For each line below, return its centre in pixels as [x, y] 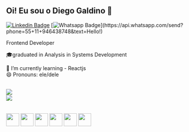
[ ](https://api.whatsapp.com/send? [117, 25]
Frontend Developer [30, 42]
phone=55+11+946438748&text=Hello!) [54, 31]
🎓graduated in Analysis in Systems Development [66, 54]
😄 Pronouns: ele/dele [32, 74]
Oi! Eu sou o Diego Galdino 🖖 [59, 11]
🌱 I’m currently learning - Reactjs [46, 68]
